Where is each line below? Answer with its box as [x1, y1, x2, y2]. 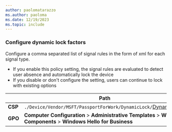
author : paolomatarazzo [5, 7, 56, 13]
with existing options [12, 82, 57, 88]
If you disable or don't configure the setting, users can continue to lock [12, 77, 163, 83]
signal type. [5, 56, 30, 62]
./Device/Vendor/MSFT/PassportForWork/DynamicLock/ [24, 104, 153, 110]
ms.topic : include [5, 22, 45, 27]
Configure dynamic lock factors [5, 39, 86, 46]
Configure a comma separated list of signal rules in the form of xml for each [5, 50, 165, 56]
